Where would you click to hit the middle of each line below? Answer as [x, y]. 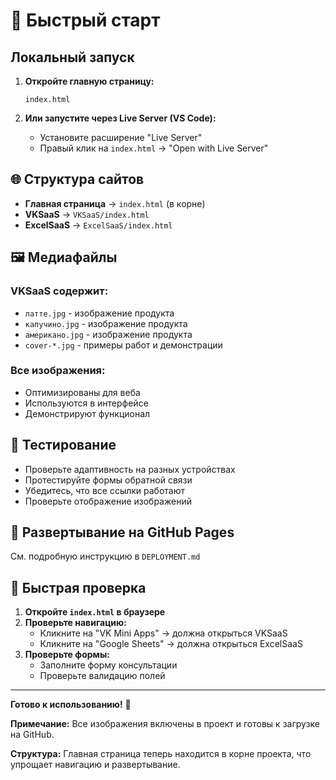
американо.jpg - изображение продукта [108, 334]
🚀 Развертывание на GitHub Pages [122, 532]
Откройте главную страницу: [89, 81]
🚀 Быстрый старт [85, 20]
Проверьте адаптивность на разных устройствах [130, 469]
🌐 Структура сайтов [77, 179]
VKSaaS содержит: [59, 291]
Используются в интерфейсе [86, 403]
